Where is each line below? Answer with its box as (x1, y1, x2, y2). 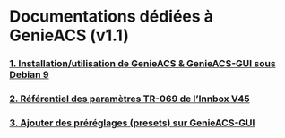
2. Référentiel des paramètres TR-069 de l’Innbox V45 (9, 92, 250, 105)
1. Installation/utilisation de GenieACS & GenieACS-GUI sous (9, 57, 276, 70)
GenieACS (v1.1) (9, 25, 130, 46)
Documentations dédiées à (9, 6, 213, 27)
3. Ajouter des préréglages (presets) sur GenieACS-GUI (9, 116, 255, 129)
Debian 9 (9, 69, 49, 82)
